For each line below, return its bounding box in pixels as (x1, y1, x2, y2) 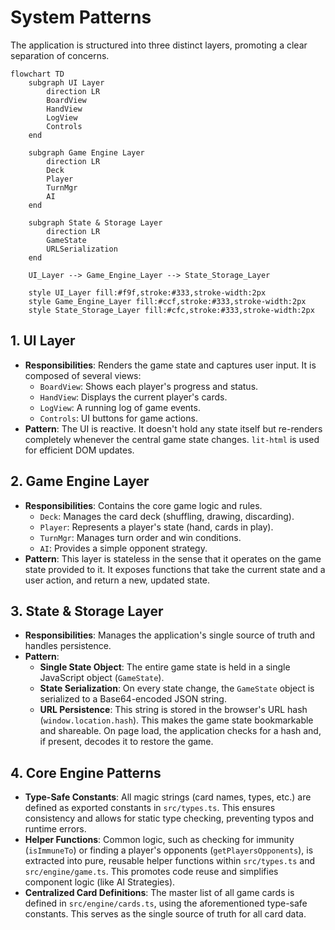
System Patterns (10, 6, 152, 29)
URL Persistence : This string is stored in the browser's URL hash (39, 704, 308, 716)
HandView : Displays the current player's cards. (39, 391, 228, 403)
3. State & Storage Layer (10, 602, 164, 620)
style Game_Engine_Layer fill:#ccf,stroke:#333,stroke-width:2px (28, 296, 307, 306)
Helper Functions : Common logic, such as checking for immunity (24, 834, 295, 846)
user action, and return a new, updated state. (24, 574, 211, 586)
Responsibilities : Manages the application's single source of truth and (24, 629, 316, 641)
